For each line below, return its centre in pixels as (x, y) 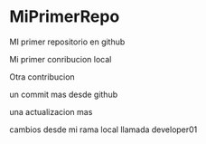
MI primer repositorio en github (67, 42)
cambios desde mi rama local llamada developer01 (103, 130)
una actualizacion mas (51, 111)
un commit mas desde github (64, 94)
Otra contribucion (42, 77)
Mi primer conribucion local (61, 59)
